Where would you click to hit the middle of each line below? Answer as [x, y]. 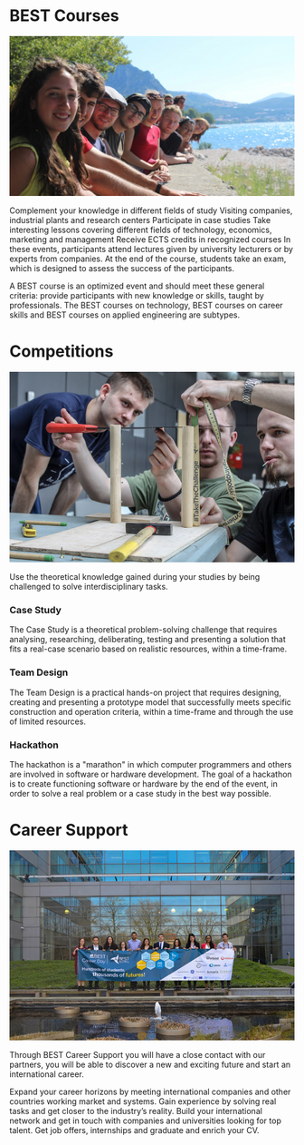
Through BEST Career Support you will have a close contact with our [138, 1055]
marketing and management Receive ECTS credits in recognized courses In [150, 239]
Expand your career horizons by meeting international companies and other [150, 1092]
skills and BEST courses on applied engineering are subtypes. [125, 315]
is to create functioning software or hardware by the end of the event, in [143, 783]
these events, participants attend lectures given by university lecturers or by [152, 249]
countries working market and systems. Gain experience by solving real [143, 1101]
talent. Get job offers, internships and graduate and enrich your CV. [134, 1130]
